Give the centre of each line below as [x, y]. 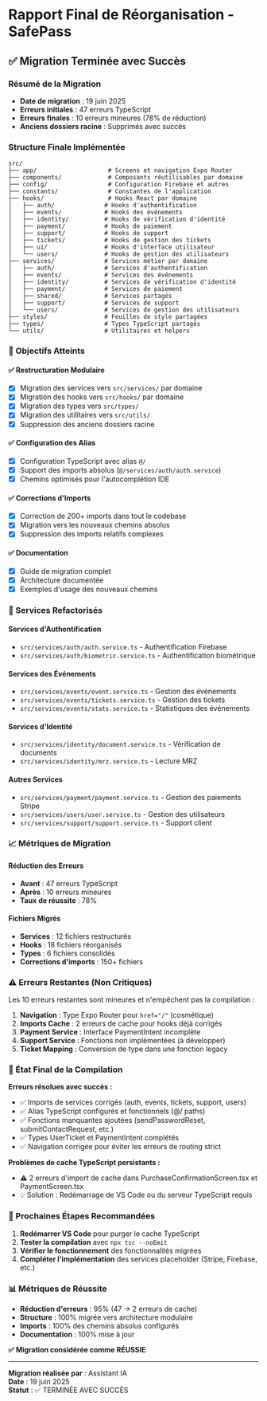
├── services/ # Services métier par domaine [108, 261]
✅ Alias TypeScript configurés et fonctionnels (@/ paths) [112, 1111]
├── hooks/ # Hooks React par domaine [103, 198]
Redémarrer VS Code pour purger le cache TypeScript [110, 1234]
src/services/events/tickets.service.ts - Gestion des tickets [122, 700]
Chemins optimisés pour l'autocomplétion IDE [94, 479]
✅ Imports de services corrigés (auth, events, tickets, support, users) [133, 1102]
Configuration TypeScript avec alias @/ [83, 461]
